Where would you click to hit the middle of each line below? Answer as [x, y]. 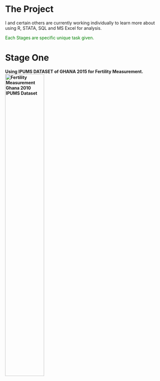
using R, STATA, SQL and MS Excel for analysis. [54, 28]
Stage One [27, 58]
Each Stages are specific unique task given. [50, 38]
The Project [29, 9]
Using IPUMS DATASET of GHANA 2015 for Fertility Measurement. [74, 71]
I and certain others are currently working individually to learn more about [80, 23]
